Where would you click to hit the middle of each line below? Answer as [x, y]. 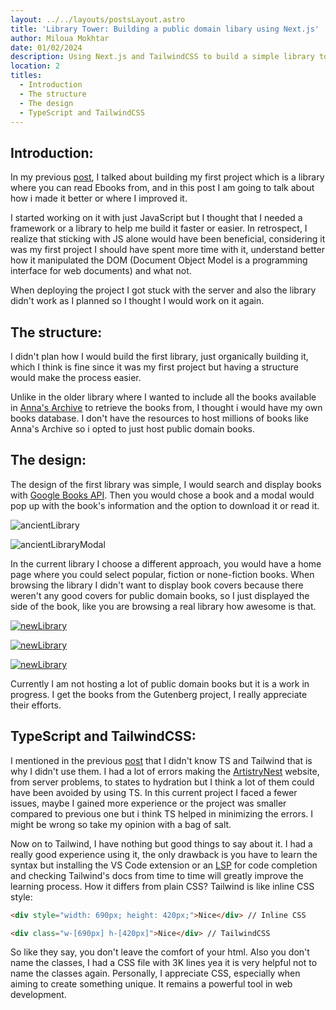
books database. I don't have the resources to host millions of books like [159, 418]
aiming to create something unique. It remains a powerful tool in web [151, 984]
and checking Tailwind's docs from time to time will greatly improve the [157, 875]
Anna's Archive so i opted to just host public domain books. [133, 429]
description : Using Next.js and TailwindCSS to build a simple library [162, 57]
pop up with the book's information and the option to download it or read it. [165, 505]
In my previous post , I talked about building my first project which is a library [167, 177]
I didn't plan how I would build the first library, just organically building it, [159, 356]
